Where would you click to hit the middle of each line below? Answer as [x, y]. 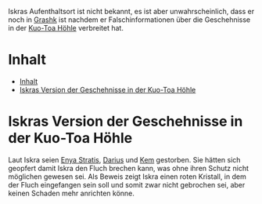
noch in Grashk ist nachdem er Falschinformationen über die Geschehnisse [129, 20]
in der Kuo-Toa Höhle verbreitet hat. [66, 28]
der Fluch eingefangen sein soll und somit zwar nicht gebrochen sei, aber [127, 184]
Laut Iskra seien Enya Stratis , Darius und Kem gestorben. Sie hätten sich [124, 159]
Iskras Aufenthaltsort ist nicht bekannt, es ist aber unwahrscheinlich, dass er [131, 11]
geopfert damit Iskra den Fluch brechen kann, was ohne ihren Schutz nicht [128, 168]
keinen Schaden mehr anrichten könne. [72, 193]
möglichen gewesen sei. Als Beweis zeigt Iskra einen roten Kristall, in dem [127, 177]
